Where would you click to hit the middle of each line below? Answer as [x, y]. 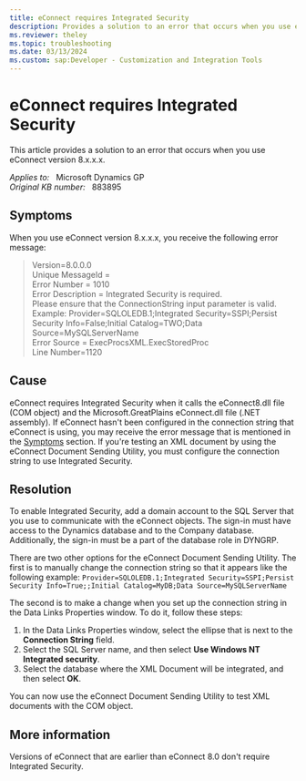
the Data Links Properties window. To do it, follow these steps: [126, 612]
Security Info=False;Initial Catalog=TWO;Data [117, 323]
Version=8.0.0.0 [62, 264]
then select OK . [52, 679]
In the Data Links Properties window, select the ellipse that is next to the [158, 631]
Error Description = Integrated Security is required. [127, 293]
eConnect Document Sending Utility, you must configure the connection [144, 451]
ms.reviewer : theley [49, 35]
